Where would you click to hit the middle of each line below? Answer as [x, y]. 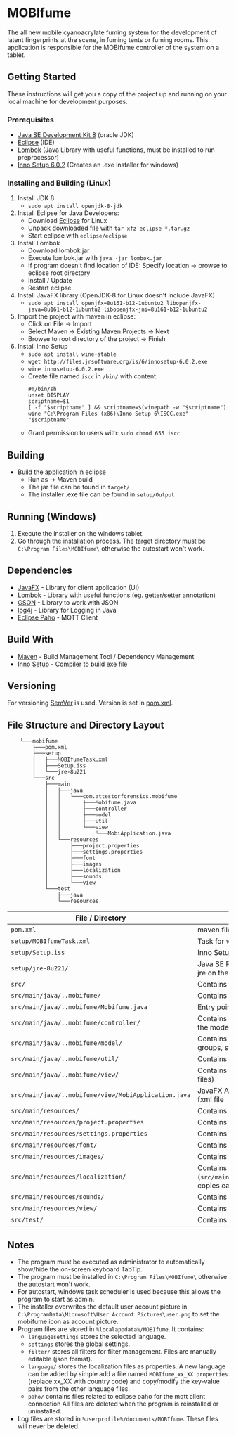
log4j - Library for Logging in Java [67, 610]
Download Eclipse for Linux [67, 221]
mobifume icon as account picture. [68, 1322]
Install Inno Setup [42, 347]
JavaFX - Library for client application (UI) [78, 587]
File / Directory [100, 918]
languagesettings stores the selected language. [97, 1337]
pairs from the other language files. [79, 1389]
